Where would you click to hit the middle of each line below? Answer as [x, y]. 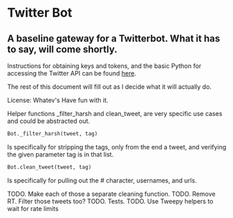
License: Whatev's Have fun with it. [58, 100]
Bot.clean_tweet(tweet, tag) [49, 167]
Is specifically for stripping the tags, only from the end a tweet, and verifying [117, 146]
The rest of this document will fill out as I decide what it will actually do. [110, 87]
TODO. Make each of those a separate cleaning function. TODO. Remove [111, 194]
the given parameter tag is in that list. [61, 154]
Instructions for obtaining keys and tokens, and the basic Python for [104, 66]
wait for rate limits [33, 208]
